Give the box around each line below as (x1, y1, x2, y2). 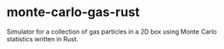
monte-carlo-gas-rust (6, 4, 140, 20)
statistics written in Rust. (6, 34, 79, 43)
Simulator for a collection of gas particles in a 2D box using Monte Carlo (6, 27, 217, 36)
